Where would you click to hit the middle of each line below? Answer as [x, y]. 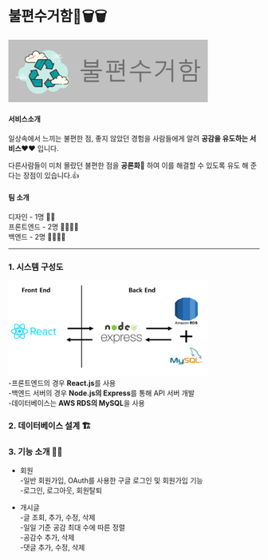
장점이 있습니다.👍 [51, 175]
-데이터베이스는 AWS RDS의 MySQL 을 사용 [77, 403]
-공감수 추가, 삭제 [47, 538]
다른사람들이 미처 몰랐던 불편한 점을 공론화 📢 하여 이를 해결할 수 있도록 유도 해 [128, 165]
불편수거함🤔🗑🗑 [58, 16]
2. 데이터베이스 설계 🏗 [50, 426]
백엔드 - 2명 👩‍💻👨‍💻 [37, 236]
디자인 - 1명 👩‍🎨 [32, 216]
